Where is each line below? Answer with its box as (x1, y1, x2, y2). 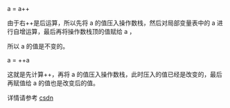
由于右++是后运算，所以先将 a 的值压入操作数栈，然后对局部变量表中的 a (7, 19, 216, 27)
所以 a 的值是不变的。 (7, 42, 69, 50)
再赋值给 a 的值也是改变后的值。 (7, 79, 99, 87)
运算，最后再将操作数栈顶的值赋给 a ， (25, 28, 136, 35)
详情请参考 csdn (7, 93, 54, 102)
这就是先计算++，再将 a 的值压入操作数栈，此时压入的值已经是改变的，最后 (7, 71, 223, 78)
